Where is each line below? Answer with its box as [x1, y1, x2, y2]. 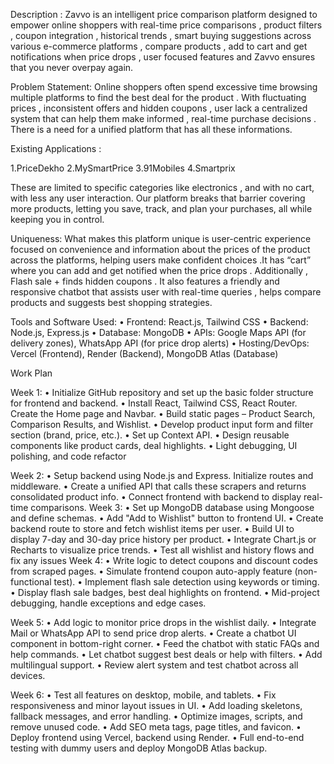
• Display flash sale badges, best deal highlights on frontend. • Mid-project [10, 587, 320, 598]
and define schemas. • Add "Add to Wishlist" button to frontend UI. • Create [10, 512, 324, 524]
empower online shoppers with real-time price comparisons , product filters [10, 19, 323, 31]
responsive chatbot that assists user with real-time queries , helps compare [10, 286, 322, 298]
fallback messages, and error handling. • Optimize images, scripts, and [10, 710, 303, 722]
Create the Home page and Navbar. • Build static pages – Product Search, [10, 408, 316, 419]
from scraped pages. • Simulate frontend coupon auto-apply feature [10, 565, 293, 577]
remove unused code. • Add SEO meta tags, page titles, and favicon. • [10, 721, 302, 733]
